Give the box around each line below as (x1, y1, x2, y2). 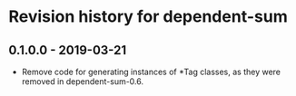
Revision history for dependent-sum (8, 6, 288, 27)
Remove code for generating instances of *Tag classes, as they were (21, 66, 281, 77)
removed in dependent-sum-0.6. (21, 76, 144, 87)
